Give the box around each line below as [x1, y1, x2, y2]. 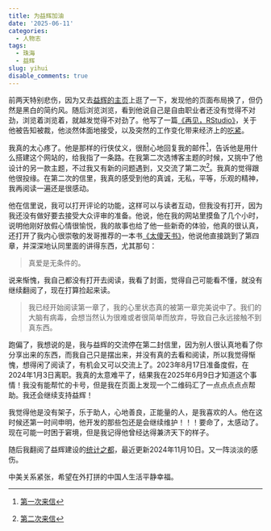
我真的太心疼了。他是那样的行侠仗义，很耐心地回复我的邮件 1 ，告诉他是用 [8, 141, 252, 153]
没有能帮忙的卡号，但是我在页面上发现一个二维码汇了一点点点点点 [29, 380, 248, 390]
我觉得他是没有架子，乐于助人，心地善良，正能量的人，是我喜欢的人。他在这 [8, 407, 263, 416]
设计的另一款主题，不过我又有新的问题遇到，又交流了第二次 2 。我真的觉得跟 [8, 162, 260, 173]
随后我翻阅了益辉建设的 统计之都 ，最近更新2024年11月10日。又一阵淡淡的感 [8, 445, 258, 454]
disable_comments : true [8, 72, 89, 80]
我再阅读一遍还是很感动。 [8, 183, 94, 193]
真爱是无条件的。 [27, 257, 85, 267]
